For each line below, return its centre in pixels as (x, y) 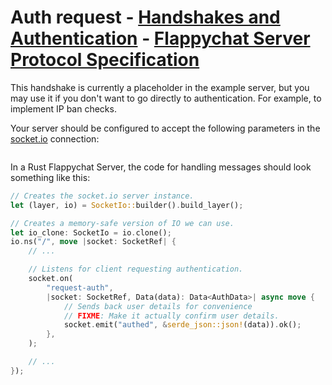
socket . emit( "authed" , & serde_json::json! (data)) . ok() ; (182, 325)
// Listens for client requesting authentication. (136, 269)
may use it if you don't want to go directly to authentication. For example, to (166, 98)
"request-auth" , (80, 287)
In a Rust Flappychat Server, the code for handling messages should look (161, 167)
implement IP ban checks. (63, 108)
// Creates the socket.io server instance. (102, 196)
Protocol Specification (105, 60)
